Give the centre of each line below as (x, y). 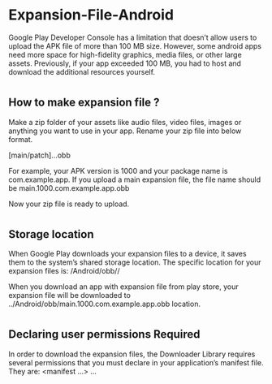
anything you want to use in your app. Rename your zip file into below (125, 131)
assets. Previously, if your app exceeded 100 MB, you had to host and (125, 63)
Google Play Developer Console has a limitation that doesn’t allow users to (133, 37)
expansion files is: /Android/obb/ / (64, 271)
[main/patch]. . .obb (39, 155)
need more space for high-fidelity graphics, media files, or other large (125, 54)
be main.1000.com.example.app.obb (69, 188)
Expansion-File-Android (91, 15)
